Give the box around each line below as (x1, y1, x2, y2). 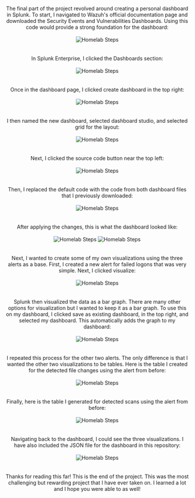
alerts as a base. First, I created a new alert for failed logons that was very (8, 261, 187, 268)
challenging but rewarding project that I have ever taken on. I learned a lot (8, 479, 186, 486)
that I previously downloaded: (61, 192, 134, 199)
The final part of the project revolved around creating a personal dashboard (6, 5, 189, 12)
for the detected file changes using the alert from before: (28, 367, 166, 373)
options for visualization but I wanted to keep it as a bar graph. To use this (8, 305, 187, 311)
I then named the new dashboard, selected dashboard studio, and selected (6, 117, 188, 124)
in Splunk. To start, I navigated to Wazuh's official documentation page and (6, 11, 188, 18)
